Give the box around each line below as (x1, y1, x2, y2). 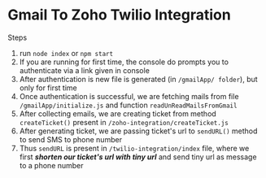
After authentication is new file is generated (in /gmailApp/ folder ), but (19, 74, 258, 84)
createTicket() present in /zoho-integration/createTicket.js (19, 117, 229, 127)
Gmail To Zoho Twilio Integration (7, 6, 231, 24)
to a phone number (19, 160, 84, 170)
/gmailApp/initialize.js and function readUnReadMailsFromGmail (19, 100, 238, 110)
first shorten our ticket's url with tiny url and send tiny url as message (19, 152, 257, 162)
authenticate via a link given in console (19, 65, 150, 75)
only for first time (19, 83, 78, 93)
